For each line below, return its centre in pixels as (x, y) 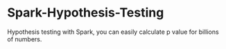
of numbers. (25, 39)
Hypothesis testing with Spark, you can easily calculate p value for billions (113, 32)
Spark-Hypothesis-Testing (86, 13)
